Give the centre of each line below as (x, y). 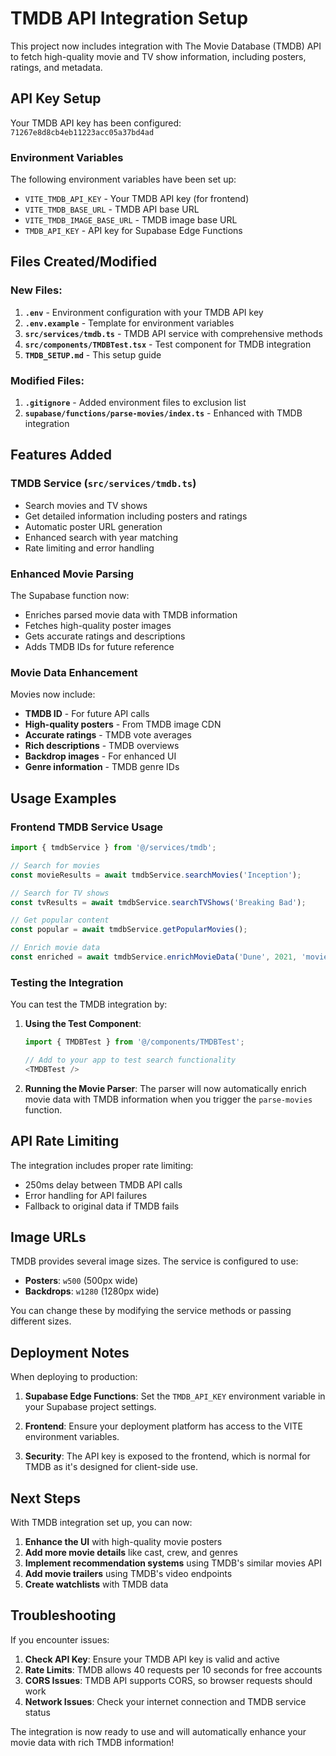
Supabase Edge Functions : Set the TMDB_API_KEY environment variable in (175, 1396)
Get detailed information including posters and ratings (136, 516)
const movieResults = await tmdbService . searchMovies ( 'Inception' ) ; (156, 875)
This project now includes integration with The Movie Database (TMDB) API (166, 46)
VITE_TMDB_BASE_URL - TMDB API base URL (112, 209)
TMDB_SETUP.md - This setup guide (93, 354)
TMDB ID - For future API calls (87, 714)
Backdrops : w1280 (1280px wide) (92, 1291)
